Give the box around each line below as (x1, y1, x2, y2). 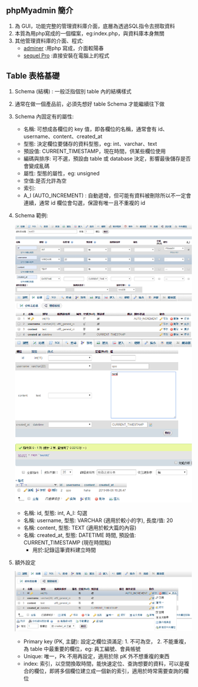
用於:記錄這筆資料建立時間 (32, 546, 96, 553)
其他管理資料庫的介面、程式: (14, 37, 84, 44)
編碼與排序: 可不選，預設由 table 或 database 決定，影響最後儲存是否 (23, 155, 192, 162)
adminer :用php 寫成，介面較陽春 (23, 44, 104, 51)
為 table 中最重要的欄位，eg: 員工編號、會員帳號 (23, 646, 141, 652)
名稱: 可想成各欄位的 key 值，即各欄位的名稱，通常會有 (23, 125, 157, 132)
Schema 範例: (14, 211, 48, 219)
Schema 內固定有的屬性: (14, 113, 74, 120)
